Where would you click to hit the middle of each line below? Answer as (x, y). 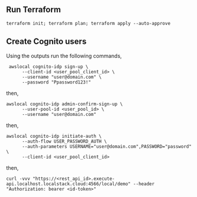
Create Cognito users (46, 42)
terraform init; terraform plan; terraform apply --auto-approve (88, 23)
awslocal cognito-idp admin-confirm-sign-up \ (64, 104)
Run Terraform (33, 10)
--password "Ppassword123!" (56, 82)
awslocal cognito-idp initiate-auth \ (54, 136)
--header (144, 184)
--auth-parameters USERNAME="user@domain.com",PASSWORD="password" (107, 146)
